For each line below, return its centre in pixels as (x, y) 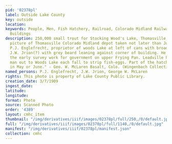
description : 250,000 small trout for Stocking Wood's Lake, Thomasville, (87, 39)
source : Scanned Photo (29, 105)
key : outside (19, 19)
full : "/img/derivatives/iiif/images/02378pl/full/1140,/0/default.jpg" (84, 124)
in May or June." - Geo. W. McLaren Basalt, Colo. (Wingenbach (79, 67)
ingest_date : (19, 86)
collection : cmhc (24, 133)
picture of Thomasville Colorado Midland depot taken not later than (85, 43)
